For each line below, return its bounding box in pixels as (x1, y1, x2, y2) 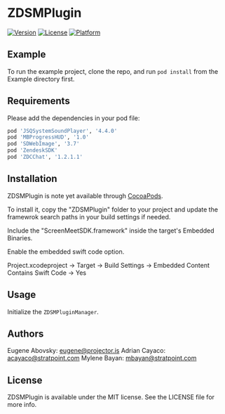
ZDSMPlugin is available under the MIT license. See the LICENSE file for (7, 393, 215, 401)
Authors (7, 328, 44, 339)
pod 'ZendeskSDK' (7, 147, 58, 154)
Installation (7, 173, 57, 185)
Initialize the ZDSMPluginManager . (7, 307, 100, 316)
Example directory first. (7, 75, 75, 83)
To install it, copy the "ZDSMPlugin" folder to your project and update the (7, 205, 219, 214)
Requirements (7, 95, 70, 107)
